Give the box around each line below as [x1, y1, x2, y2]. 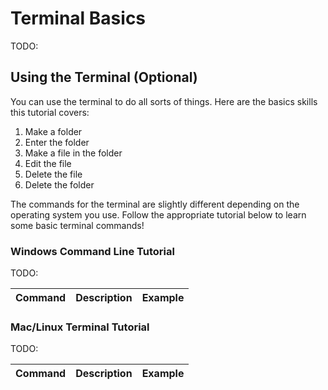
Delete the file [24, 168, 83, 180]
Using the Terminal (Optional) [10, 69, 198, 86]
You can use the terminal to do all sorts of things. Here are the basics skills [10, 95, 318, 107]
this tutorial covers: [10, 106, 90, 118]
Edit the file [24, 157, 72, 169]
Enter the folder [24, 136, 90, 148]
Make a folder [24, 125, 83, 137]
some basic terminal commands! [10, 219, 145, 231]
